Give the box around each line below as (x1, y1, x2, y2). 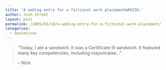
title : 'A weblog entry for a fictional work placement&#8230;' (5, 7, 143, 13)
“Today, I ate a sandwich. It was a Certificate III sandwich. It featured (17, 45, 160, 50)
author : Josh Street (5, 12, 49, 17)
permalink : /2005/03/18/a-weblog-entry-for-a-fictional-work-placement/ (5, 21, 161, 27)
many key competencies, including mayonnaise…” (17, 50, 122, 56)
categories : (5, 26, 30, 31)
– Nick (17, 60, 31, 65)
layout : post (5, 17, 33, 22)
